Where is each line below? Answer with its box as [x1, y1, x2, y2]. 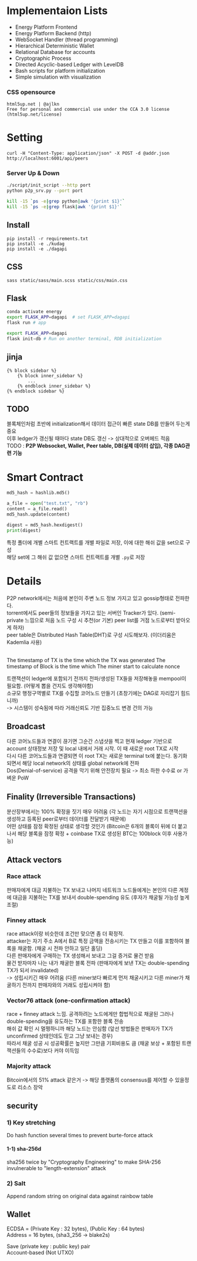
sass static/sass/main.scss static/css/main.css [6, 277, 128, 283]
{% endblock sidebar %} [6, 388, 65, 394]
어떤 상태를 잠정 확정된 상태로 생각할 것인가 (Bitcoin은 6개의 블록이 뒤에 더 [6, 823, 176, 830]
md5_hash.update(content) [6, 511, 70, 517]
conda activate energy [6, 309, 62, 315]
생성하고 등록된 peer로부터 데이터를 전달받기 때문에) [6, 815, 127, 822]
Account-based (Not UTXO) [6, 1249, 74, 1256]
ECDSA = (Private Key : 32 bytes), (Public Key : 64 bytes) [6, 1225, 145, 1232]
